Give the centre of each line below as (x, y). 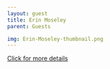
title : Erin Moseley (37, 20)
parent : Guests (29, 26)
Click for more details (38, 59)
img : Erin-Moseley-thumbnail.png (55, 39)
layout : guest (28, 13)
